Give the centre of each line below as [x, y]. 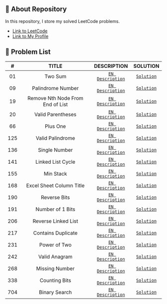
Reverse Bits [56, 197]
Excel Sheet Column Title [55, 185]
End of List [55, 104]
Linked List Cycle [55, 162]
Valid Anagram [55, 257]
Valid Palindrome [55, 138]
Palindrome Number [55, 88]
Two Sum [55, 76]
